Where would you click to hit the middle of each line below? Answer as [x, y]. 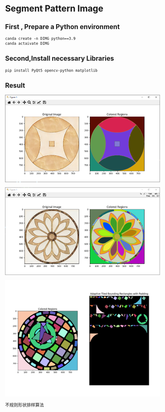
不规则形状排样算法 [25, 405]
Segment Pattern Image [54, 9]
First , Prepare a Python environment [63, 27]
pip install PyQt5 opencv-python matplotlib [51, 70]
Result [15, 86]
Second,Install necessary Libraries [60, 59]
